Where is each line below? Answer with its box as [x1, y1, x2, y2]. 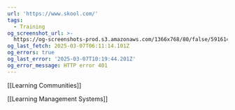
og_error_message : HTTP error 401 [7, 62, 108, 69]
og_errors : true [7, 49, 55, 56]
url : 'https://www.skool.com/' [7, 10, 99, 17]
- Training [13, 23, 45, 30]
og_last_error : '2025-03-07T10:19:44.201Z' [7, 56, 136, 63]
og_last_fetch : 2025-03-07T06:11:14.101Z [7, 42, 130, 49]
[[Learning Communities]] [7, 81, 82, 89]
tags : [7, 17, 23, 24]
